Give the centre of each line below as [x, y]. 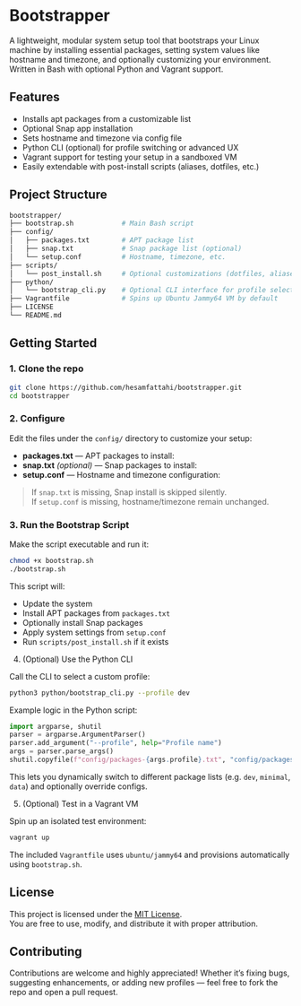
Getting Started [53, 343]
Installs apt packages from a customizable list [107, 118]
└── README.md [36, 316]
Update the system [57, 603]
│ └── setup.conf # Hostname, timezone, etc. [118, 256]
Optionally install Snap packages [82, 622]
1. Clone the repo [47, 369]
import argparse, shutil [56, 726]
